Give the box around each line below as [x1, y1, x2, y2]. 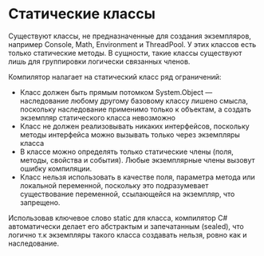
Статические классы [8, 5, 156, 23]
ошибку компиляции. [19, 163, 93, 173]
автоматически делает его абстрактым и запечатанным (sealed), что [8, 221, 245, 231]
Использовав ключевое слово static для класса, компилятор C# [8, 213, 228, 223]
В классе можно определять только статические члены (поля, [19, 147, 234, 156]
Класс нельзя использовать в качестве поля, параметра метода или [19, 172, 255, 182]
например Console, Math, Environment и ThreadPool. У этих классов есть [8, 39, 257, 49]
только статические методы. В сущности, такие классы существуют [8, 48, 242, 57]
